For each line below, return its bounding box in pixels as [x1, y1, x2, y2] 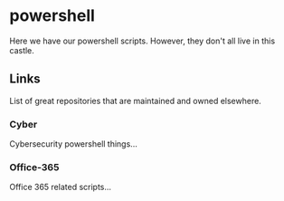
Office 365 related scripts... [9, 182, 111, 193]
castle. [9, 44, 34, 55]
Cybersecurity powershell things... [9, 139, 137, 149]
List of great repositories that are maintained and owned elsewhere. [9, 95, 262, 106]
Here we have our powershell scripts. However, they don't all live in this [9, 35, 276, 46]
